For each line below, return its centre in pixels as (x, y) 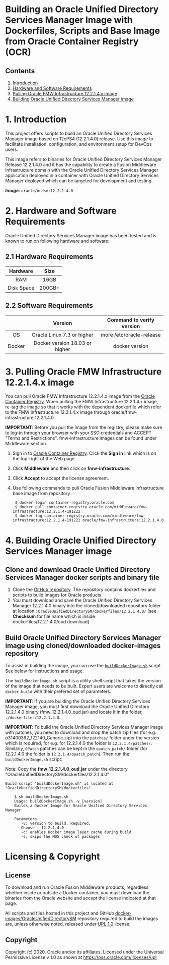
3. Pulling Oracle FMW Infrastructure (83, 371)
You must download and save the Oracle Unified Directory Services (82, 600)
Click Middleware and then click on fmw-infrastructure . (71, 468)
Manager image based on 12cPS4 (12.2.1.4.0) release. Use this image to (79, 139)
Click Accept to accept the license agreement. (61, 478)
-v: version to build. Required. (56, 824)
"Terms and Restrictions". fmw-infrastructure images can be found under (81, 438)
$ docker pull (30, 507)
